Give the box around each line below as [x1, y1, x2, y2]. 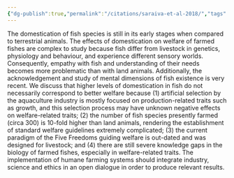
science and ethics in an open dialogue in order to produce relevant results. [7, 163, 225, 171]
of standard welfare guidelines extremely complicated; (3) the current [7, 126, 208, 134]
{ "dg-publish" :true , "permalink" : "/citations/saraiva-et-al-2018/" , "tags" [7, 10, 227, 17]
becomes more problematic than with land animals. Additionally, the [7, 66, 203, 75]
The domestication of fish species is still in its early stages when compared [7, 29, 224, 38]
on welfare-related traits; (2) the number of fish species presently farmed [7, 111, 219, 119]
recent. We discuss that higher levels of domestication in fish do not [7, 81, 203, 89]
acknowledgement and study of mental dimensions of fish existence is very [7, 74, 225, 82]
